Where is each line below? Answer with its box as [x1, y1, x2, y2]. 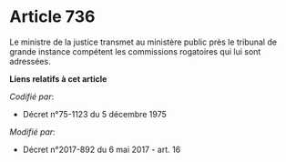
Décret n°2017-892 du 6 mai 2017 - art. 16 [22, 144, 181, 155]
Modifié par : [9, 126, 56, 137]
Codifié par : [9, 91, 55, 102]
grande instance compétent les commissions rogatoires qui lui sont [9, 46, 261, 56]
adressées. [9, 56, 52, 66]
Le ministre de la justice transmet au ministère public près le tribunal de [9, 36, 278, 47]
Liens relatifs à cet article [9, 73, 107, 84]
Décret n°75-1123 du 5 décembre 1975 [22, 108, 167, 119]
